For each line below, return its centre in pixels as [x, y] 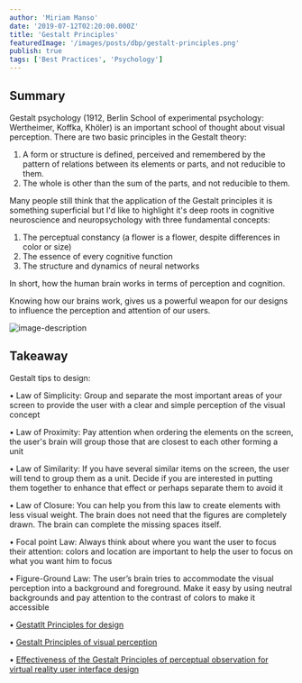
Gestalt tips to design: [50, 378]
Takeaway [39, 356]
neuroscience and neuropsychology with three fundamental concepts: [140, 219]
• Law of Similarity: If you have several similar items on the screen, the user [150, 469]
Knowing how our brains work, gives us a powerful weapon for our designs [149, 301]
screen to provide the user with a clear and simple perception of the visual [147, 405]
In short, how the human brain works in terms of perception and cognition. [147, 283]
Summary [37, 96]
